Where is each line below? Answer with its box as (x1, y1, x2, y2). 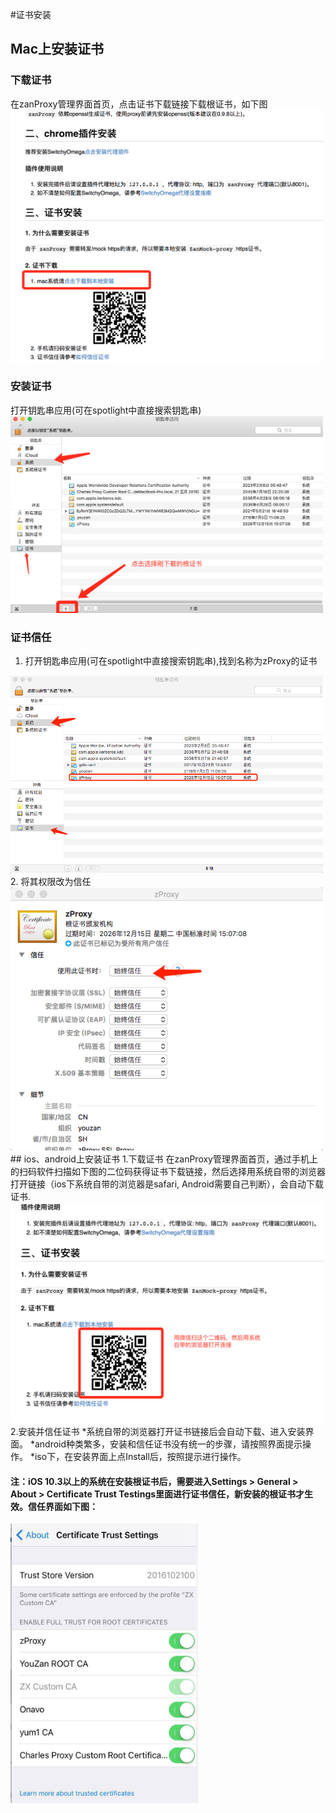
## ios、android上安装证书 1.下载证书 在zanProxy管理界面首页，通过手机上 (10, 1153, 318, 1165)
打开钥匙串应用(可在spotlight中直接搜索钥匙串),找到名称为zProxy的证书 (24, 654, 318, 667)
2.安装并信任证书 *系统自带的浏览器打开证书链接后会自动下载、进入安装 (10, 1425, 306, 1437)
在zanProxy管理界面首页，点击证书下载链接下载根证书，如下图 (10, 98, 268, 110)
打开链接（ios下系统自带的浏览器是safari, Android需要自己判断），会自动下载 (10, 1178, 324, 1190)
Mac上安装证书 (10, 41, 105, 58)
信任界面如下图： (27, 1500, 98, 1512)
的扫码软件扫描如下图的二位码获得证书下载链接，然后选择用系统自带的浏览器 (10, 1166, 326, 1178)
